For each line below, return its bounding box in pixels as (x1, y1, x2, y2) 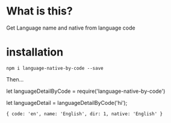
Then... (6, 75, 24, 83)
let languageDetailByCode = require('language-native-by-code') (6, 87, 166, 95)
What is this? (6, 4, 73, 18)
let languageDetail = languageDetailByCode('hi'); (6, 99, 128, 106)
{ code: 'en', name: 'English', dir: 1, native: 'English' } (6, 110, 163, 117)
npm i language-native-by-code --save (6, 65, 104, 71)
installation (6, 45, 64, 59)
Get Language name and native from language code (6, 24, 135, 31)
